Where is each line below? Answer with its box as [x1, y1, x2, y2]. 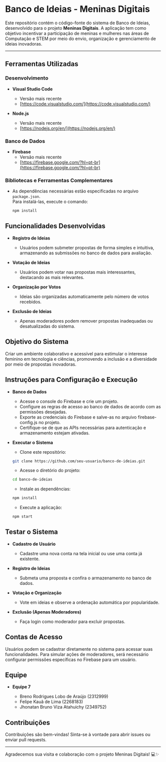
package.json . [12, 193, 41, 199]
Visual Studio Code [12, 86, 53, 92]
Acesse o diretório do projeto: [19, 468, 81, 474]
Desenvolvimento [5, 75, 48, 82]
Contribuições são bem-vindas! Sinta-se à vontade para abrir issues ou [5, 731, 151, 738]
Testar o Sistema [5, 528, 58, 536]
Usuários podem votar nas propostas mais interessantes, [19, 269, 136, 275]
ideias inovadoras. [5, 41, 42, 47]
